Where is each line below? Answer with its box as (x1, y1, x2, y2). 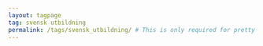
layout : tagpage (8, 11, 61, 19)
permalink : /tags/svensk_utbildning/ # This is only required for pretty (8, 26, 256, 34)
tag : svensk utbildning (8, 19, 87, 27)
